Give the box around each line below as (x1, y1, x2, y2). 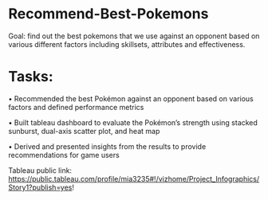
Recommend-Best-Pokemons (8, 5, 209, 23)
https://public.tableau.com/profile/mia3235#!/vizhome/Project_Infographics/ (8, 174, 260, 183)
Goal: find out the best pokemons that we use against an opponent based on (8, 31, 260, 41)
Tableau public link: (8, 165, 73, 175)
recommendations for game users (8, 150, 120, 159)
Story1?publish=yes (8, 182, 73, 192)
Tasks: (8, 68, 53, 86)
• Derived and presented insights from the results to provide (8, 141, 207, 151)
